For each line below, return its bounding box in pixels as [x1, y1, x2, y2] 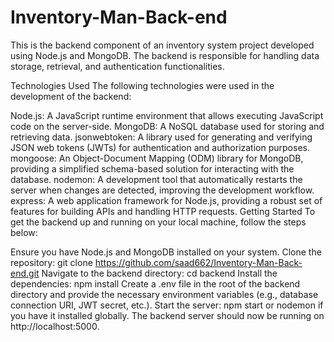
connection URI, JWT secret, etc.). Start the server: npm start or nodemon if [10, 299, 324, 311]
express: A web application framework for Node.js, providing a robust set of [10, 194, 323, 206]
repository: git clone [10, 256, 93, 268]
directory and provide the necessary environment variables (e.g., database [10, 288, 319, 300]
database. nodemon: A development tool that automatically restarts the [10, 173, 303, 185]
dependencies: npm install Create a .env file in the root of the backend [10, 277, 301, 290]
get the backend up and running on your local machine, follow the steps [10, 216, 307, 228]
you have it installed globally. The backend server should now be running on [10, 309, 325, 321]
